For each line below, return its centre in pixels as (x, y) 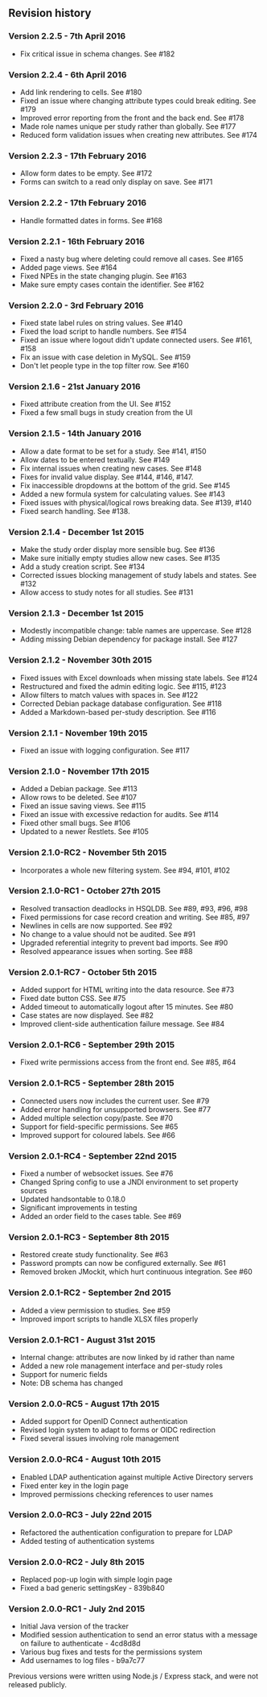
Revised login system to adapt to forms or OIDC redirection (117, 1430)
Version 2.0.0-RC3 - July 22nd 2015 (80, 1515)
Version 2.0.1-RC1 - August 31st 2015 (82, 1339)
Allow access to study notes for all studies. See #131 (107, 592)
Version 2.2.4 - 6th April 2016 (68, 74)
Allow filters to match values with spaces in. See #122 (109, 695)
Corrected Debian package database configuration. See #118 (121, 703)
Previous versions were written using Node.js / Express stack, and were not (133, 1676)
